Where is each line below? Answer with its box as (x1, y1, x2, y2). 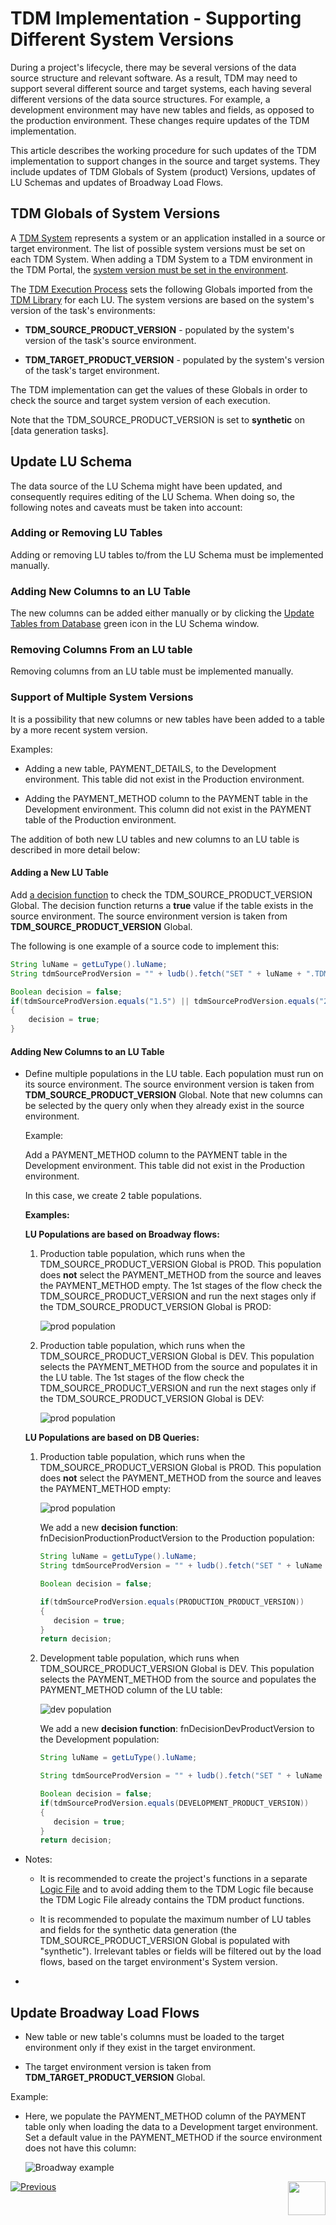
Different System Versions (10, 28, 235, 51)
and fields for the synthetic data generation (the (39, 1924, 237, 1936)
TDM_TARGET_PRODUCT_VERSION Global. (24, 2072, 206, 2084)
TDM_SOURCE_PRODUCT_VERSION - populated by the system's (24, 323, 295, 336)
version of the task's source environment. (24, 334, 197, 346)
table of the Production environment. (24, 813, 177, 826)
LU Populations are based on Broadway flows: (24, 1228, 220, 1241)
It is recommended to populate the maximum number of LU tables (39, 1913, 312, 1926)
